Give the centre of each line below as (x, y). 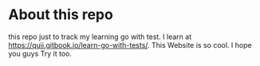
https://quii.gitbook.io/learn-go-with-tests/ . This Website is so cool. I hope (130, 45)
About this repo (61, 15)
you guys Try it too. (40, 53)
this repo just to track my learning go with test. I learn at (100, 37)
